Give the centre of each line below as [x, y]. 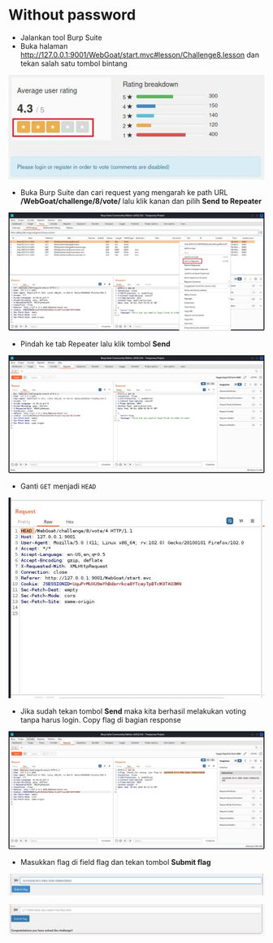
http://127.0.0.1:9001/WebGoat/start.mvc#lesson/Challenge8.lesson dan [140, 54]
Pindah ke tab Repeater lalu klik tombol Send [95, 344]
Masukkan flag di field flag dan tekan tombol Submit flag [115, 863]
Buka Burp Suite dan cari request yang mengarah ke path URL [124, 193]
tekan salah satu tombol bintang [74, 63]
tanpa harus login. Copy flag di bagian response [100, 720]
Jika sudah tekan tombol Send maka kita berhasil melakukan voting [133, 711]
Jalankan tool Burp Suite [61, 37]
